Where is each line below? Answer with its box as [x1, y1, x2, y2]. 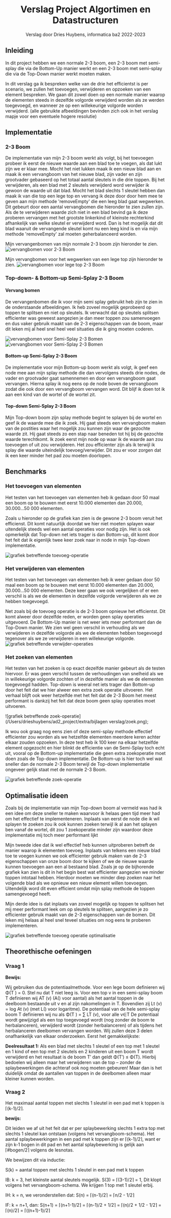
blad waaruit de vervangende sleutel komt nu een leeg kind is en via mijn [5, 226, 158, 232]
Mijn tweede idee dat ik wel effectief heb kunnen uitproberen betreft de [5, 842, 155, 848]
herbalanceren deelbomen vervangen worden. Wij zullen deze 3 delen [5, 1027, 153, 1034]
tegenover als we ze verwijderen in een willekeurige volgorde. [5, 635, 135, 641]
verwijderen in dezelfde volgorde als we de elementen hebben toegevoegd [5, 630, 162, 636]
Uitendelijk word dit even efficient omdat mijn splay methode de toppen [5, 885, 155, 892]
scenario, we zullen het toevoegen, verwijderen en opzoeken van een [5, 86, 151, 92]
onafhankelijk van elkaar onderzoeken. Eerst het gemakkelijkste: [5, 1033, 140, 1039]
